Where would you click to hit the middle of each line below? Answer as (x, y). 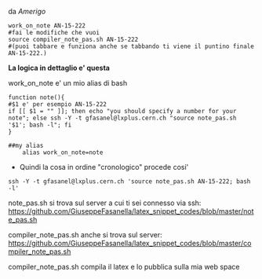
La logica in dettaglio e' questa (59, 68)
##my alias (26, 145)
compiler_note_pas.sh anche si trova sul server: (85, 235)
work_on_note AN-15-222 (47, 26)
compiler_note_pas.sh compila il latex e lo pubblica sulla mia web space (124, 267)
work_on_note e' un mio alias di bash (68, 83)
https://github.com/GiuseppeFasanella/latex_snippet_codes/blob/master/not (131, 211)
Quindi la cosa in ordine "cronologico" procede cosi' (104, 167)
